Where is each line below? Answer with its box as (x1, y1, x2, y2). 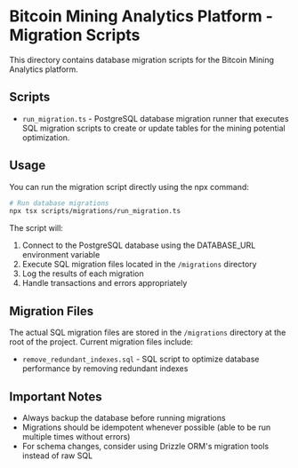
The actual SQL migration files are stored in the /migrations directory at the (9, 327, 286, 338)
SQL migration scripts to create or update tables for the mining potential (21, 123, 286, 133)
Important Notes (9, 389, 102, 404)
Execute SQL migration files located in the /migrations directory (21, 259, 257, 270)
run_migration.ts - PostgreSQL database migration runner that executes (21, 113, 289, 123)
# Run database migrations (9, 198, 109, 208)
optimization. (21, 131, 70, 143)
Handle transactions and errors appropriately (21, 278, 188, 289)
